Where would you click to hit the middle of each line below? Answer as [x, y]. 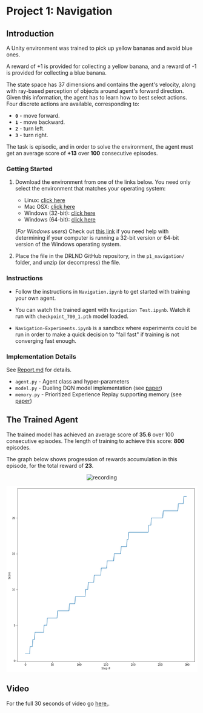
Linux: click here [45, 200]
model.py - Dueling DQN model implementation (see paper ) [88, 388]
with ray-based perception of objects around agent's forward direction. [95, 91]
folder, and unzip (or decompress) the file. [68, 263]
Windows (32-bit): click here [60, 213]
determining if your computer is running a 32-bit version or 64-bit [97, 238]
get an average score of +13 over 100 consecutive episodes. [82, 153]
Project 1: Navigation [59, 11]
